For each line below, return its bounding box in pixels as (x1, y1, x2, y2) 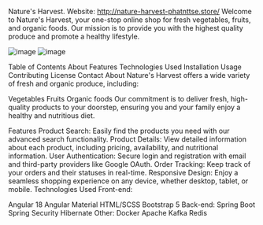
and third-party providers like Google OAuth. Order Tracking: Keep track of (8, 160, 251, 168)
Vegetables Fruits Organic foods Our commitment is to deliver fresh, (8, 94, 229, 103)
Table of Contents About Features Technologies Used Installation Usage (8, 62, 243, 72)
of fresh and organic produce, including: (8, 79, 139, 88)
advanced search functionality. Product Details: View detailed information (8, 135, 246, 144)
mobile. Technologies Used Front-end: (8, 185, 133, 194)
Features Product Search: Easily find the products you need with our (8, 126, 230, 135)
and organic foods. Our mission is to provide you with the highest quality (8, 24, 244, 32)
